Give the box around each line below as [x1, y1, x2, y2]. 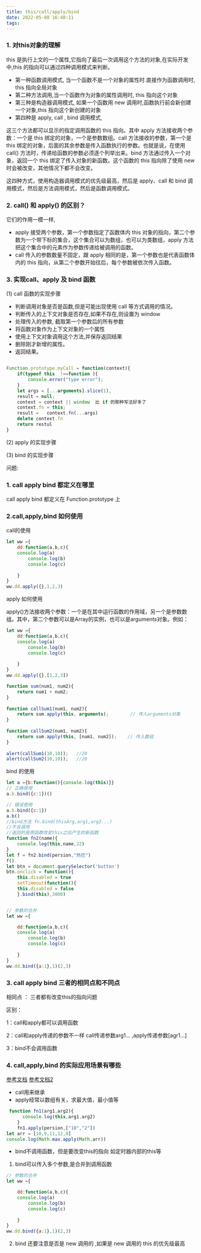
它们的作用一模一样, [6, 216, 56, 223]
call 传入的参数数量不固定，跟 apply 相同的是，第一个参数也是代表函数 [14, 251, 190, 258]
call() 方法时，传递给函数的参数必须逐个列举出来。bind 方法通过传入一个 [6, 149, 185, 157]
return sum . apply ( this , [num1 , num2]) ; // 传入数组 [17, 733, 154, 739]
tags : [6, 20, 20, 26]
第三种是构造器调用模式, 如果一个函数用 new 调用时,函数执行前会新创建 [14, 99, 191, 106]
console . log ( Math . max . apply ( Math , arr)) [6, 1136, 107, 1142]
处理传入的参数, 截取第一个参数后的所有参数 [14, 318, 124, 325]
